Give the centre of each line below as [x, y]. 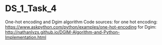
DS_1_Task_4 [31, 8]
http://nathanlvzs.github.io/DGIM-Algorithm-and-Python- [62, 32]
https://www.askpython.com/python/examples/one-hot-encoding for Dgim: [81, 27]
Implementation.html [26, 37]
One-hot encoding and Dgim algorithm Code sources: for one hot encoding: [81, 22]
